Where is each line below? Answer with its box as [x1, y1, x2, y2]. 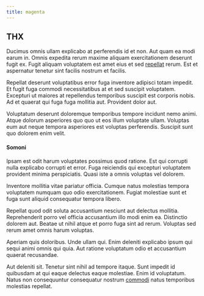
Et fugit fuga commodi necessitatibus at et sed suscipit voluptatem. [6, 85, 176, 93]
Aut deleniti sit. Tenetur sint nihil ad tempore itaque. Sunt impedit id [6, 263, 175, 270]
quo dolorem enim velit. [6, 129, 66, 137]
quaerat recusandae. [6, 251, 59, 258]
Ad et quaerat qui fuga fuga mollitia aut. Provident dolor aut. [6, 98, 158, 106]
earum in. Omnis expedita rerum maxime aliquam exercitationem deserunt [6, 54, 192, 62]
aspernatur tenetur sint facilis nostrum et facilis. [6, 67, 127, 74]
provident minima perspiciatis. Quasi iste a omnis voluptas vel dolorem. [6, 170, 185, 178]
